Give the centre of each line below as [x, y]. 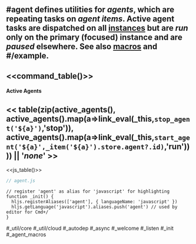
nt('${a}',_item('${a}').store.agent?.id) [85, 147]
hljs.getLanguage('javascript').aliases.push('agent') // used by [94, 207]
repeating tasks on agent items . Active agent [90, 19]
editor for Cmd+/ [27, 212]
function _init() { [30, 197]
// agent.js [21, 181]
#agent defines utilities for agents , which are [90, 10]
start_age [172, 137]
